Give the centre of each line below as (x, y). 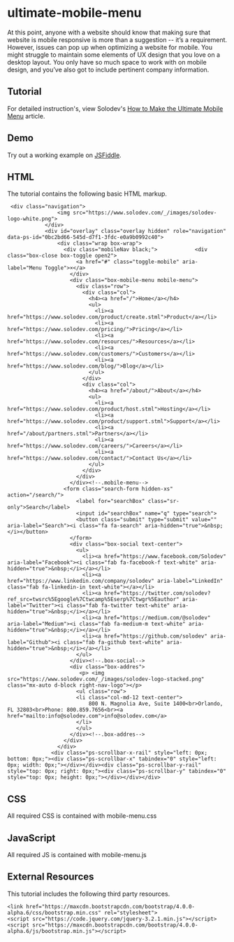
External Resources (51, 877)
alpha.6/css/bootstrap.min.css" (54, 913)
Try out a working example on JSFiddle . (65, 155)
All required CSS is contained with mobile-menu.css (82, 816)
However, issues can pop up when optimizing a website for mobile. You (110, 47)
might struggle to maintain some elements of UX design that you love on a (114, 55)
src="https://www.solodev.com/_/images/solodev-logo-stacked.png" (106, 679)
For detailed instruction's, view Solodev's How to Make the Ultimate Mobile (115, 108)
